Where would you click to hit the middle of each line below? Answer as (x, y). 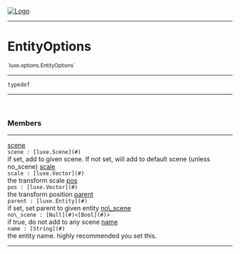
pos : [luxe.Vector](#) (43, 188)
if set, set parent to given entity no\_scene (69, 208)
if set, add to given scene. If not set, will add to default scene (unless (109, 159)
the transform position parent (51, 194)
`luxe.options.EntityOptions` (41, 65)
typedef (19, 85)
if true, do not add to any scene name (62, 222)
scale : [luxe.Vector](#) (46, 174)
